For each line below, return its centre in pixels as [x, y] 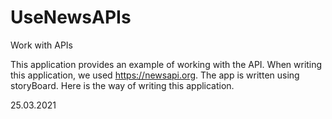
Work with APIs [41, 45]
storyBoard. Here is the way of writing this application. [122, 85]
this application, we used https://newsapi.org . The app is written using [155, 75]
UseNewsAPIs [71, 17]
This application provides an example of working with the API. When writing [166, 64]
